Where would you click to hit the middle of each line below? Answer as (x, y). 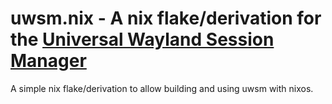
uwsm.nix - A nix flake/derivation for (166, 18)
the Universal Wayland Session (142, 39)
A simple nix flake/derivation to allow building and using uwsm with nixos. (162, 88)
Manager (48, 61)
